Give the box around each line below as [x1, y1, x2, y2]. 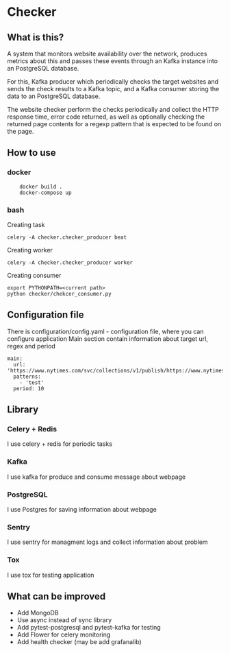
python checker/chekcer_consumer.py [7, 290, 112, 297]
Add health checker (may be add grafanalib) [16, 638, 142, 646]
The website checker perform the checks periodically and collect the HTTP [7, 106, 219, 113]
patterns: [13, 373, 41, 380]
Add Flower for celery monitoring [16, 630, 111, 639]
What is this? [7, 32, 64, 43]
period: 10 [13, 385, 44, 392]
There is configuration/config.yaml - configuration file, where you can [7, 327, 204, 335]
